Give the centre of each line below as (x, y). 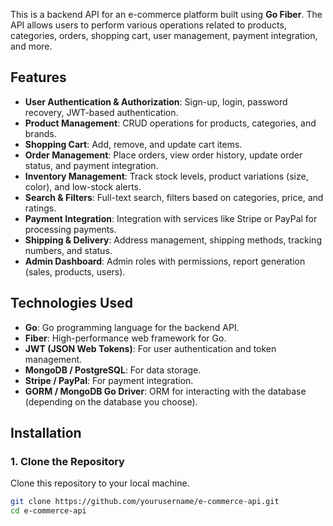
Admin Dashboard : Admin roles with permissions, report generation (165, 261)
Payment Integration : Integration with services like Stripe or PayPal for (171, 218)
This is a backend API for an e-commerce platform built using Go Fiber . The (166, 14)
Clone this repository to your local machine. (100, 483)
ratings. (40, 208)
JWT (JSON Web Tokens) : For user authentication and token (150, 348)
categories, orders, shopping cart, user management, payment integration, (164, 35)
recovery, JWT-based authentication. (101, 112)
